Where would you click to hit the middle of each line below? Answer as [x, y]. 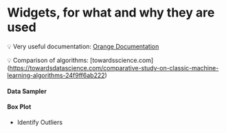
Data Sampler [27, 91]
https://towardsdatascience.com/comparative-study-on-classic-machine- [114, 68]
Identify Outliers [40, 122]
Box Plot [19, 107]
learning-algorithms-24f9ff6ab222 [56, 75]
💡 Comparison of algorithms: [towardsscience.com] [80, 60]
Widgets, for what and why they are [111, 13]
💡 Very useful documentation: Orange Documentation [83, 46]
